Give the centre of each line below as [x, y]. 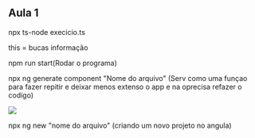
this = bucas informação [48, 48]
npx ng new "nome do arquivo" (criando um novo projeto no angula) [120, 125]
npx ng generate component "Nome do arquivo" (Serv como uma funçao [128, 78]
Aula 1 [24, 13]
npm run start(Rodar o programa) [63, 63]
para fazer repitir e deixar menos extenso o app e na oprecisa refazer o [125, 86]
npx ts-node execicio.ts [47, 32]
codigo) [21, 95]
